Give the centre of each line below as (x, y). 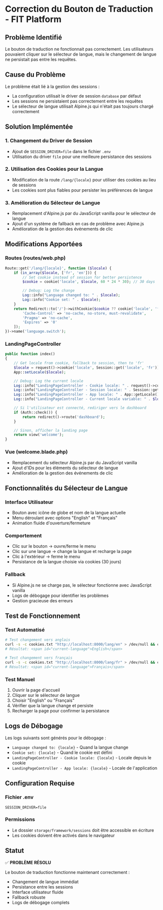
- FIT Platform (33, 19)
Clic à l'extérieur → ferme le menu (46, 556)
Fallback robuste (29, 897)
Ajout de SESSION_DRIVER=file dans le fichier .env (61, 151)
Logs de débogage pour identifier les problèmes (60, 595)
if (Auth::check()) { (35, 412)
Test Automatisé (25, 630)
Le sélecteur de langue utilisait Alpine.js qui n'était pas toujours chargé (83, 106)
